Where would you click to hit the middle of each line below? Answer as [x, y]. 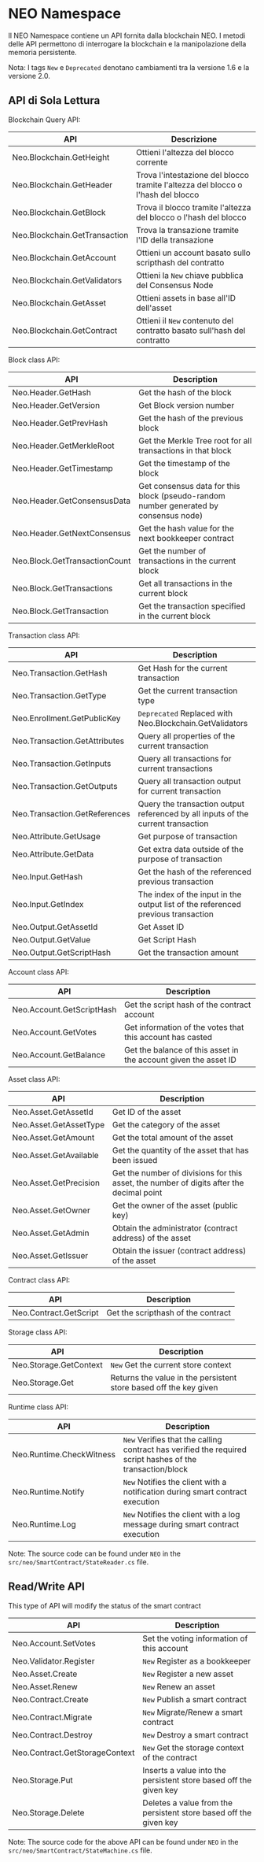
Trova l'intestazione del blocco [193, 175]
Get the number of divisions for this [177, 1172]
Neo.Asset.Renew [45, 1686]
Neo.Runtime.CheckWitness [64, 1454]
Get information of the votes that [184, 1027]
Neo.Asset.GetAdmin [51, 1233]
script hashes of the [160, 1459]
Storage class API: [38, 1332]
